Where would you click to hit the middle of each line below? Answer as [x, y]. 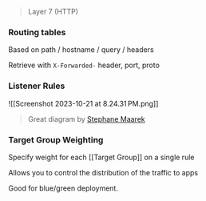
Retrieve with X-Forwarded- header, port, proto [84, 65]
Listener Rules [37, 86]
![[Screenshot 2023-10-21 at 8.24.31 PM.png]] [83, 103]
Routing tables [37, 32]
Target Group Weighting [56, 139]
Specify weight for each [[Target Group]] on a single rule [101, 157]
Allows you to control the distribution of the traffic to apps [103, 172]
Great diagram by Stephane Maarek [86, 119]
